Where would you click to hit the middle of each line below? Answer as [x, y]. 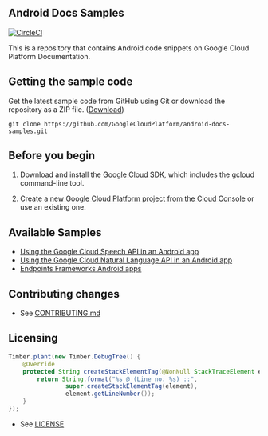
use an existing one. [53, 207]
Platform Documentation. [49, 56]
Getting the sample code [71, 82]
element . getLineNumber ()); [110, 394]
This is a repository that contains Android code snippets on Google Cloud [129, 48]
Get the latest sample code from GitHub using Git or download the [117, 101]
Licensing [33, 338]
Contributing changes [64, 294]
